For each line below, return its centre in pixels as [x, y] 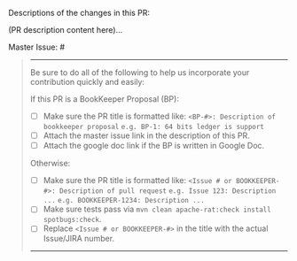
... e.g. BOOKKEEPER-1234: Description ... [124, 201]
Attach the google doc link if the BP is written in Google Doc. [154, 146]
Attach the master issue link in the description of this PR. [146, 135]
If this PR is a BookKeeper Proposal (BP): [104, 99]
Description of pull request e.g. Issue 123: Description [168, 191]
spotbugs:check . [72, 219]
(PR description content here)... [66, 30]
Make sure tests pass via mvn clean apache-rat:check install [157, 209]
